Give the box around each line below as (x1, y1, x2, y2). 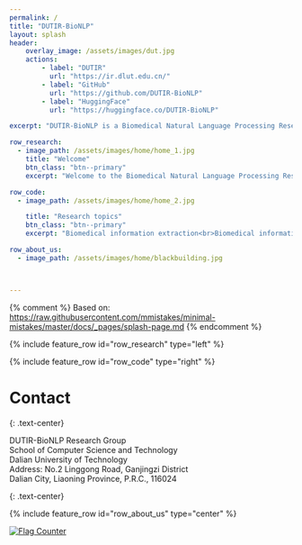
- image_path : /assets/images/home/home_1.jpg (17, 146, 195, 156)
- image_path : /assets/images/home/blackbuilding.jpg (17, 253, 223, 262)
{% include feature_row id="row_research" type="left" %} (9, 339, 225, 350)
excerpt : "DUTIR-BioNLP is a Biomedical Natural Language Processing (9, 122, 276, 131)
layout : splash (9, 30, 67, 39)
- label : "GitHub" (41, 80, 111, 89)
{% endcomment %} (185, 321, 262, 332)
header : (9, 38, 39, 48)
